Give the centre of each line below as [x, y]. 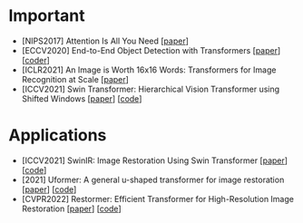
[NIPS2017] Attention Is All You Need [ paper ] [105, 41]
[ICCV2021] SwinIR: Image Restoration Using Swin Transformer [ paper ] [154, 160]
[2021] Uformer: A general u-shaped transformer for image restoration [153, 179]
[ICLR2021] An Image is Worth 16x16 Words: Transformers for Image [149, 70]
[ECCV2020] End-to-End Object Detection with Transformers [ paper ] [151, 50]
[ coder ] [36, 60]
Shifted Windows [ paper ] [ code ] [82, 98]
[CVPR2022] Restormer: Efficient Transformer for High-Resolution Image [157, 199]
